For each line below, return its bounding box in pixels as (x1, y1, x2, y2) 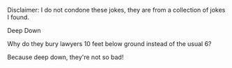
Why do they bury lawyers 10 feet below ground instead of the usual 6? (7, 40, 212, 47)
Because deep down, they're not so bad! (7, 53, 124, 61)
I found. (7, 13, 30, 21)
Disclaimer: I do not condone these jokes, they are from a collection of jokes (7, 6, 226, 14)
